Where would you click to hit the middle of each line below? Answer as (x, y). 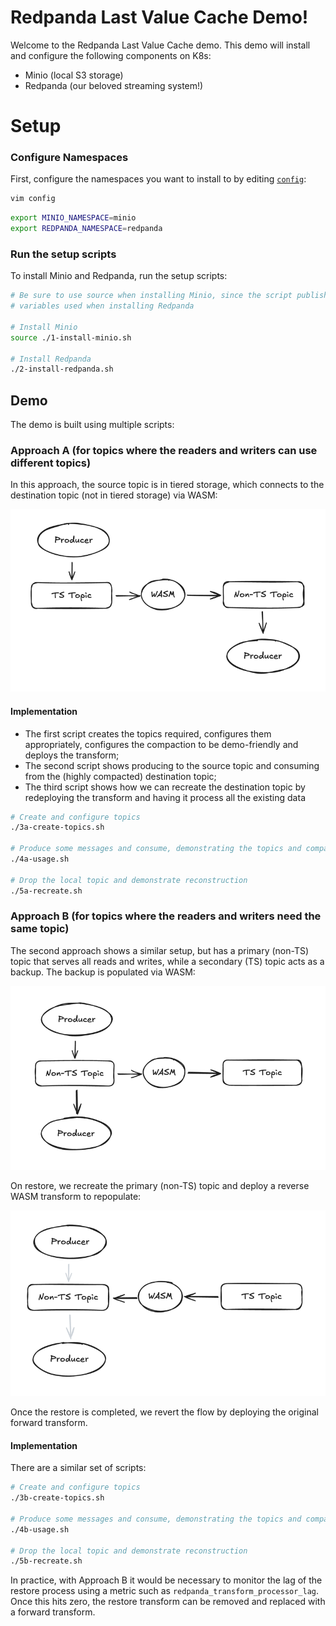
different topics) (51, 463)
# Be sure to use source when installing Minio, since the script (151, 296)
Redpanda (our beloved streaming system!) (114, 85)
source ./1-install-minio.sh (71, 337)
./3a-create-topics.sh (57, 827)
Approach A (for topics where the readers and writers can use (164, 451)
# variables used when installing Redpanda (102, 306)
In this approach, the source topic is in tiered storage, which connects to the (167, 485)
